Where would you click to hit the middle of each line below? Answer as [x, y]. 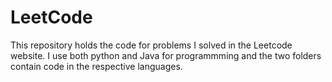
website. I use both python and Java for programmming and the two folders [166, 55]
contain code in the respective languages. [96, 66]
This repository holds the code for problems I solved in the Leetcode [151, 45]
